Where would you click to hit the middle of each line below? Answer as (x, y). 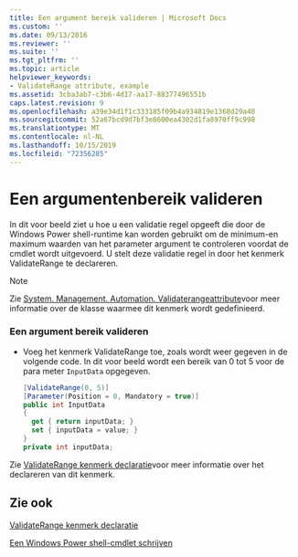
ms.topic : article (44, 69)
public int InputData (64, 405)
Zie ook (31, 503)
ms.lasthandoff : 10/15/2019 (63, 145)
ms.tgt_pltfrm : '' (44, 60)
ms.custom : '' (37, 26)
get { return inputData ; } (83, 422)
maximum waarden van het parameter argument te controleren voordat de (149, 244)
